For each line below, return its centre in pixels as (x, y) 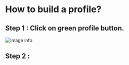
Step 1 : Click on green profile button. (65, 28)
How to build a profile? (53, 9)
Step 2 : (18, 56)
